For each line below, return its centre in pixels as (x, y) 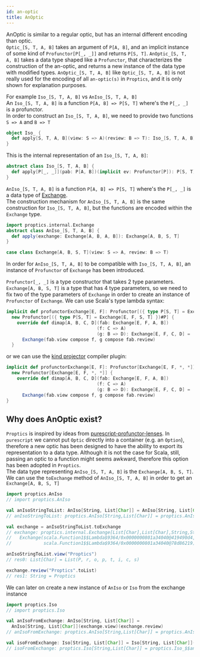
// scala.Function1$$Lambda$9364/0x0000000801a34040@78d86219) (101, 544)
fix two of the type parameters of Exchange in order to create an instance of (98, 294)
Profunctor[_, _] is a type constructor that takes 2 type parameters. (90, 282)
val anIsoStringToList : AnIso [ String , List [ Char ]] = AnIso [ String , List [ (100, 510)
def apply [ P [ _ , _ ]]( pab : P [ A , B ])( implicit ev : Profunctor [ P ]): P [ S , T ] (104, 172)
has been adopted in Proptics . (44, 465)
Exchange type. (24, 214)
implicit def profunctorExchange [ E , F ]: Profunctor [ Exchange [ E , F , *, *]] (101, 368)
